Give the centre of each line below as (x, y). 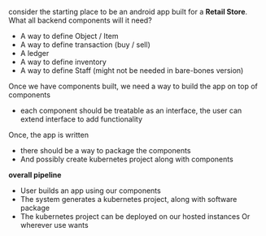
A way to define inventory (63, 62)
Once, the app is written (49, 135)
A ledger (35, 53)
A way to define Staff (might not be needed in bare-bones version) (132, 71)
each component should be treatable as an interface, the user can (131, 110)
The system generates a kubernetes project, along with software (129, 199)
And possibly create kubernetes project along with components (126, 159)
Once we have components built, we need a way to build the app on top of (133, 86)
